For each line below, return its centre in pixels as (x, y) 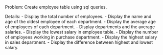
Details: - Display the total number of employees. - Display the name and (78, 16)
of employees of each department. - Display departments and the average (80, 27)
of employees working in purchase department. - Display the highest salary (81, 37)
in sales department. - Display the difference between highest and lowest (79, 42)
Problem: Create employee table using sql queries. (56, 7)
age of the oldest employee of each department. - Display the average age (80, 22)
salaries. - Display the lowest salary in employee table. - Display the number (82, 32)
